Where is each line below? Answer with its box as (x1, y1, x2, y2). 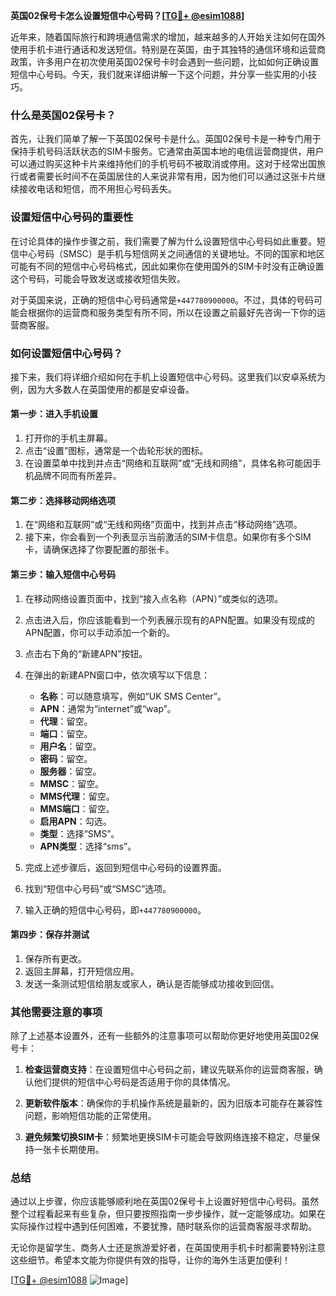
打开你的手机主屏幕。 (24, 432, 113, 444)
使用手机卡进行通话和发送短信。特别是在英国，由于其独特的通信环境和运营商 (10, 44, 326, 55)
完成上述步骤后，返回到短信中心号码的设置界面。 (24, 861, 227, 873)
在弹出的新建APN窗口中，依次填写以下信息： (24, 669, 210, 681)
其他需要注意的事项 (10, 1005, 103, 1019)
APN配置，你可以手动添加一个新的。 (24, 626, 175, 638)
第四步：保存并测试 (10, 929, 90, 941)
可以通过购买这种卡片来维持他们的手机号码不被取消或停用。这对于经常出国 (10, 158, 317, 170)
